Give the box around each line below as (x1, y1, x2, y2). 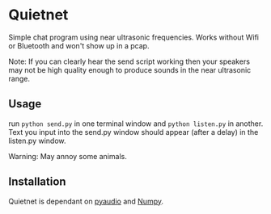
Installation (8, 175, 66, 189)
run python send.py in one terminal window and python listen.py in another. (8, 119, 264, 128)
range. (8, 73, 31, 83)
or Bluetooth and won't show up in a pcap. (8, 40, 150, 50)
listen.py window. (8, 136, 66, 145)
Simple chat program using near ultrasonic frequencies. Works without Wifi (8, 32, 259, 42)
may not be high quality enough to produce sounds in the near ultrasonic (8, 65, 252, 74)
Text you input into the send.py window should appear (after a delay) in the (8, 127, 259, 136)
